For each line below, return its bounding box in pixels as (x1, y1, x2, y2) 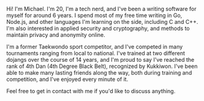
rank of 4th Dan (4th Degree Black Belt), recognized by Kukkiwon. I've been (6, 62, 198, 70)
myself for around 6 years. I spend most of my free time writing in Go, (6, 12, 183, 19)
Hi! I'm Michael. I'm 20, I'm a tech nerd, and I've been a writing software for (6, 6, 197, 12)
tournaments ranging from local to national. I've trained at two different (6, 50, 186, 57)
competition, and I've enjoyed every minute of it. (6, 76, 129, 83)
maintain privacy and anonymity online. (6, 31, 105, 39)
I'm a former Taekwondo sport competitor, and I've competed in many (6, 43, 183, 50)
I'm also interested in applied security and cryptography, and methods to (6, 24, 190, 32)
